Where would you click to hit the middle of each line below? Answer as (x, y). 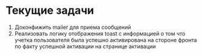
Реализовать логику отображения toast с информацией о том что (100, 33)
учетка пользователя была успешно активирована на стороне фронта (106, 40)
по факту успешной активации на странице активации (85, 46)
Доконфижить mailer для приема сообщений (73, 27)
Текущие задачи (50, 11)
